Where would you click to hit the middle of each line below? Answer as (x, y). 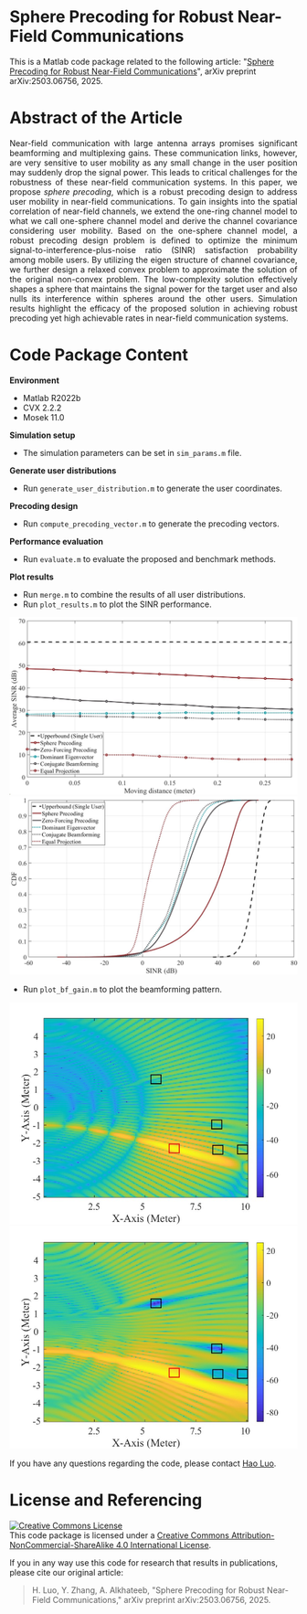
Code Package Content (99, 355)
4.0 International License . (164, 1545)
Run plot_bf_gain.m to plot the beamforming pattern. (122, 989)
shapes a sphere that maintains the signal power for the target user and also (153, 289)
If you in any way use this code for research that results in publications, (144, 1562)
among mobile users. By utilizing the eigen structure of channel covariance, (153, 260)
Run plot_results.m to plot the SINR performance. (117, 604)
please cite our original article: (66, 1572)
